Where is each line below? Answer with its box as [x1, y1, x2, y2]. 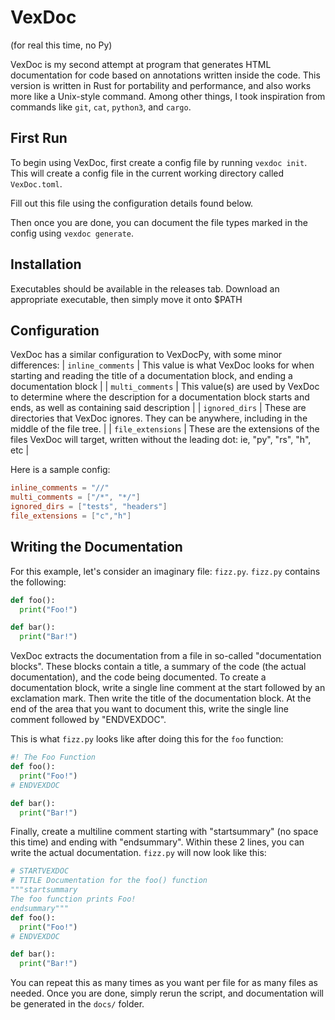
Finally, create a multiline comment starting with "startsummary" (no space [10, 826, 319, 838]
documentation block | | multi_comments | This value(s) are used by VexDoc [10, 381, 320, 393]
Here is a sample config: [10, 464, 111, 476]
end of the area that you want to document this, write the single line [10, 703, 289, 715]
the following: [10, 576, 67, 588]
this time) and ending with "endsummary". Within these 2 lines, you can [10, 836, 305, 848]
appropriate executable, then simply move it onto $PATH [10, 293, 243, 305]
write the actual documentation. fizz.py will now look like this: [10, 847, 267, 859]
